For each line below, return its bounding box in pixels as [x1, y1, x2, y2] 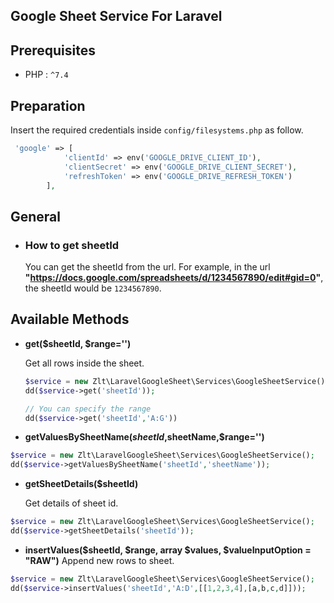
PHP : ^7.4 [24, 69, 69, 81]
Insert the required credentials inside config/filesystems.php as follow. [10, 124, 304, 136]
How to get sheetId [24, 238, 120, 252]
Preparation [10, 97, 86, 114]
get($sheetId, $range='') [24, 337, 132, 349]
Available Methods [10, 311, 130, 328]
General [10, 208, 62, 225]
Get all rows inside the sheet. [24, 357, 145, 369]
